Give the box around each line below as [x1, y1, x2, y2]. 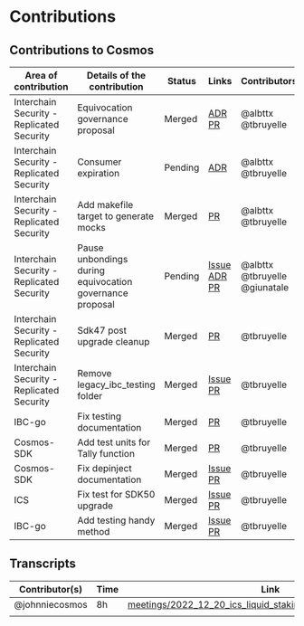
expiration [76, 167, 120, 179]
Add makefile [76, 199, 134, 211]
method [76, 526, 110, 537]
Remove [76, 367, 112, 379]
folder [76, 390, 103, 402]
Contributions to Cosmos [9, 43, 155, 58]
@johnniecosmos [14, 598, 88, 611]
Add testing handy [76, 514, 156, 526]
